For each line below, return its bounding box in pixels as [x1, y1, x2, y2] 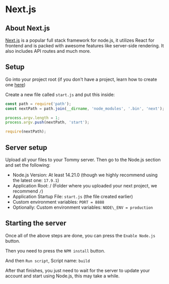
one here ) [5, 81, 26, 87]
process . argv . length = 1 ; [5, 115, 60, 120]
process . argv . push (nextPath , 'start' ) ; [5, 120, 90, 125]
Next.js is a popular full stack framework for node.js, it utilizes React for [5, 37, 155, 43]
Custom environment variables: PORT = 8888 [12, 199, 105, 205]
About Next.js [5, 24, 50, 33]
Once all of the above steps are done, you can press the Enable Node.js [5, 232, 156, 238]
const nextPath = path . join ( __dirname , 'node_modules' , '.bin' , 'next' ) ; [5, 106, 165, 111]
